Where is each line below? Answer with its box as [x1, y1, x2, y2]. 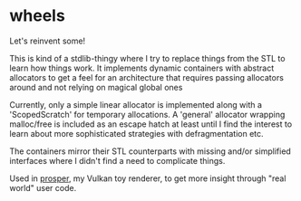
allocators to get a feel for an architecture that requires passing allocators [9, 72, 284, 82]
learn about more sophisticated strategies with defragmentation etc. [9, 128, 265, 139]
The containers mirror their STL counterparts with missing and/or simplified [9, 146, 292, 157]
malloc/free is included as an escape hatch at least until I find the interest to [9, 119, 293, 129]
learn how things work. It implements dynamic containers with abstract [9, 62, 275, 73]
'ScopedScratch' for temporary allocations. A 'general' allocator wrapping [9, 109, 286, 120]
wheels [9, 5, 65, 26]
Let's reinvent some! [9, 35, 86, 46]
